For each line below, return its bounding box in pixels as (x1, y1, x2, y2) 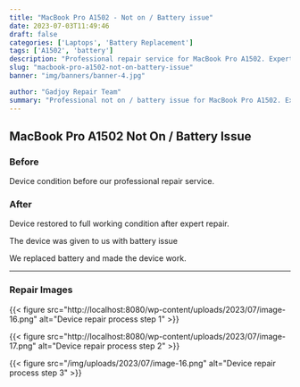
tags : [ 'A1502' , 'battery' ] (9, 46, 114, 55)
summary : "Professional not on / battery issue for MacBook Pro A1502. (9, 96, 281, 105)
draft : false (9, 29, 58, 38)
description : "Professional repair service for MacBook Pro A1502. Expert (9, 55, 294, 63)
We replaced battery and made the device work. (9, 253, 187, 264)
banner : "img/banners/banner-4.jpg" (9, 72, 146, 80)
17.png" (9, 341, 37, 351)
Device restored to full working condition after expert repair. (9, 218, 229, 229)
